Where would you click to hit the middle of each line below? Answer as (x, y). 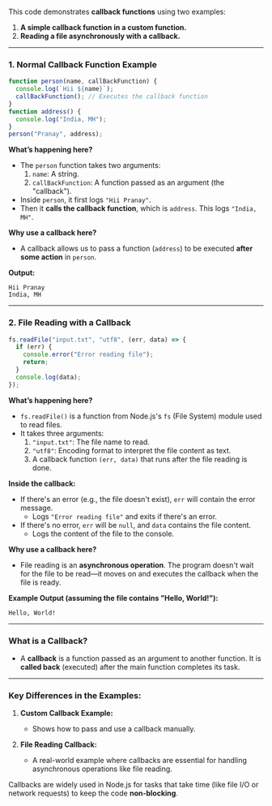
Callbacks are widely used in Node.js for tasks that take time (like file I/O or (134, 785)
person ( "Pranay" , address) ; (56, 134)
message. (36, 508)
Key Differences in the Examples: (75, 695)
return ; (36, 362)
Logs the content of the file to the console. (103, 534)
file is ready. (40, 582)
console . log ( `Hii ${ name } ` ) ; (65, 89)
